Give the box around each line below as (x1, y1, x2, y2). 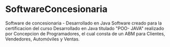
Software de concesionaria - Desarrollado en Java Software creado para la (5, 20, 162, 26)
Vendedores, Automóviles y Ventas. (5, 36, 80, 42)
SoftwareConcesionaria (5, 3, 108, 15)
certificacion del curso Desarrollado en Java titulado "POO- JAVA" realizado (5, 25, 164, 31)
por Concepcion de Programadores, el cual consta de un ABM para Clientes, (5, 30, 165, 36)
